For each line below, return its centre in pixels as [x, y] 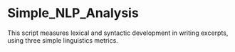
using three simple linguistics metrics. [63, 40]
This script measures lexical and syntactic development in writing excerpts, [118, 33]
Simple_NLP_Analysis [73, 13]
